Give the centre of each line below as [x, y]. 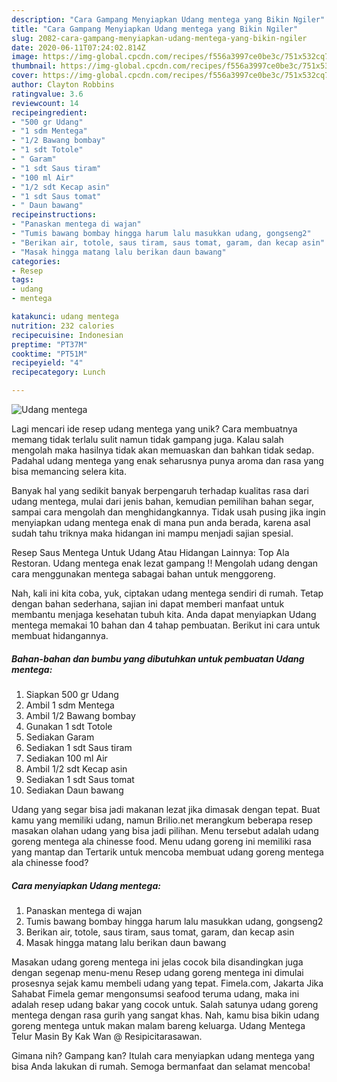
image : [25, 57]
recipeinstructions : [54, 215]
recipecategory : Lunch [58, 372]
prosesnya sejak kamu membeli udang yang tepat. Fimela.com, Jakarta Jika [167, 983]
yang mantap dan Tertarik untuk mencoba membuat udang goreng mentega [167, 852]
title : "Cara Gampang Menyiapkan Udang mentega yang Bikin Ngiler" [155, 29]
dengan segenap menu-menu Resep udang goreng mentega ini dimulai [157, 972]
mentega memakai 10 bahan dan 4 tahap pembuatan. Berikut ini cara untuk [166, 625]
